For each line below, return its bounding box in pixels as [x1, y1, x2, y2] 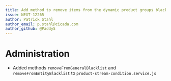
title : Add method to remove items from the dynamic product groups [5, 7, 154, 13]
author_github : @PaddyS [5, 26, 56, 31]
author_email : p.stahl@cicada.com [5, 21, 79, 27]
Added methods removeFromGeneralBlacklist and [12, 65, 116, 71]
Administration [5, 48, 70, 60]
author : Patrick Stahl [5, 17, 53, 22]
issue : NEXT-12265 [5, 12, 44, 17]
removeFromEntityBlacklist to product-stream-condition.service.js [12, 70, 157, 76]
